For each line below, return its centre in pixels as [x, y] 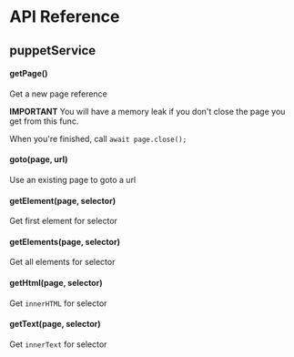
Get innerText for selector [58, 344]
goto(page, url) [39, 159]
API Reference [65, 17]
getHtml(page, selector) [56, 282]
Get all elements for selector [62, 262]
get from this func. [44, 121]
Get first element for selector [64, 221]
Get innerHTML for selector [58, 303]
